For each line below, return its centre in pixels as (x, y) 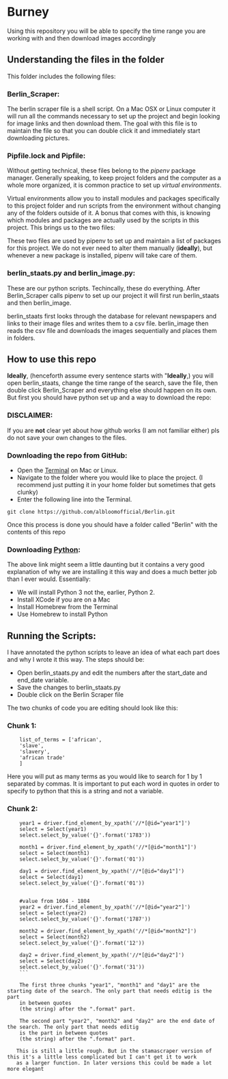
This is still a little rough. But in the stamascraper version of (114, 1051)
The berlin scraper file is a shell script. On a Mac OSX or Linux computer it (112, 109)
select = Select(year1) (53, 829)
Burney (28, 12)
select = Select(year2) (53, 913)
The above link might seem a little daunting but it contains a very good (106, 565)
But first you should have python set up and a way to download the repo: (109, 397)
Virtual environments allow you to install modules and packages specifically (113, 199)
